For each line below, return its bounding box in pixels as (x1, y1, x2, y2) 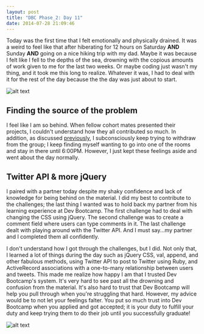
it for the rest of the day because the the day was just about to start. (6, 76, 177, 83)
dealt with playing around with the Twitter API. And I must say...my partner (6, 227, 193, 233)
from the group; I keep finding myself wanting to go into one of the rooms (6, 141, 191, 148)
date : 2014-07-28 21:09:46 (6, 20, 75, 26)
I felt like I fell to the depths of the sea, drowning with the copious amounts (6, 56, 194, 64)
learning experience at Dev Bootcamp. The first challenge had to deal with (6, 207, 193, 214)
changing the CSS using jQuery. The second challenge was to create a (6, 214, 184, 221)
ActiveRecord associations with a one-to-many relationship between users (6, 265, 194, 271)
